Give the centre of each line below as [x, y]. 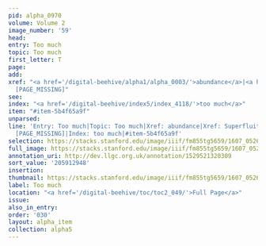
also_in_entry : [33, 207]
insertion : [26, 171]
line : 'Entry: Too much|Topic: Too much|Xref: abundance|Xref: [115, 126]
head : [17, 38]
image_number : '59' [40, 30]
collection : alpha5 [40, 230]
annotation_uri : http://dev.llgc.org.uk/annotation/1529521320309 [120, 156]
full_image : [28, 148]
